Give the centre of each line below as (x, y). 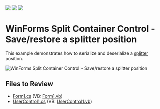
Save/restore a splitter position (71, 39)
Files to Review (29, 84)
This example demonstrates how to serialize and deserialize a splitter (77, 53)
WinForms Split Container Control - (80, 29)
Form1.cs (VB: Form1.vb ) (37, 96)
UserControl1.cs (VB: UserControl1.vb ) (52, 101)
